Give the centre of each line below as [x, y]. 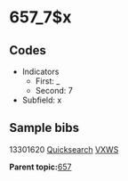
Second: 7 [54, 90]
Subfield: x [42, 100]
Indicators [40, 71]
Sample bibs [44, 128]
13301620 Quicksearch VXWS [64, 149]
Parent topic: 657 [40, 167]
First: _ [48, 81]
